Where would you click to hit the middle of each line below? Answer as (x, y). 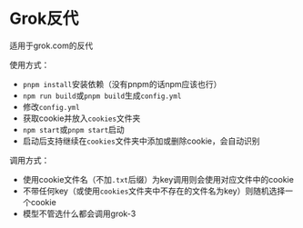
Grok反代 (44, 19)
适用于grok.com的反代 (51, 45)
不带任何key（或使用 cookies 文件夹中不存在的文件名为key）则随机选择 (154, 191)
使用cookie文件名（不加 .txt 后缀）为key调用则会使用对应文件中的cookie (158, 179)
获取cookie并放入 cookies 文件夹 (81, 118)
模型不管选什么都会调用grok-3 (79, 213)
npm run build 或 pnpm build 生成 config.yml (102, 95)
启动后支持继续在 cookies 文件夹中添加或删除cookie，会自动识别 (141, 141)
